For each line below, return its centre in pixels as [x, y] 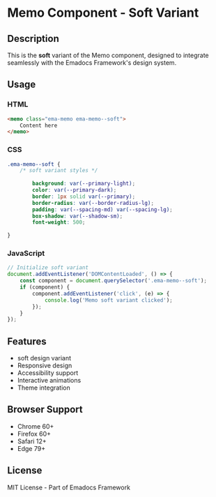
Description [33, 39]
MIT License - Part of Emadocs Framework [69, 487]
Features [27, 341]
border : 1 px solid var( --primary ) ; [84, 197]
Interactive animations [49, 381]
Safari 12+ [32, 441]
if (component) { [45, 287]
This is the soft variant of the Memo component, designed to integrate [108, 55]
